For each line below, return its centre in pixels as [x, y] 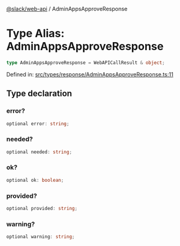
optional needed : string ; [39, 152]
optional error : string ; [38, 124]
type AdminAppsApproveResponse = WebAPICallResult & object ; [86, 63]
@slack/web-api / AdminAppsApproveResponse [67, 9]
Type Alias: [36, 34]
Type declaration [39, 94]
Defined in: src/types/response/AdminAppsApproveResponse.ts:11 [90, 74]
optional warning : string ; [41, 237]
